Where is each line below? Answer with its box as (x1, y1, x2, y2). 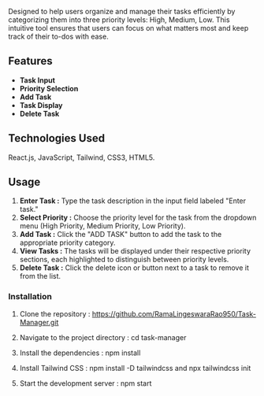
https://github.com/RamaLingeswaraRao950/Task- (91, 309, 257, 318)
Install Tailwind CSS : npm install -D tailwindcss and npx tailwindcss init (19, 363, 251, 372)
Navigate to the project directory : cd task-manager (19, 332, 187, 342)
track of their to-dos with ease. (8, 31, 109, 41)
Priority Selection (19, 83, 79, 93)
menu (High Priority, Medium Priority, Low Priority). (19, 221, 186, 231)
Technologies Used (8, 131, 105, 145)
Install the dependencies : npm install (19, 348, 141, 357)
